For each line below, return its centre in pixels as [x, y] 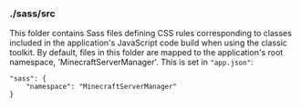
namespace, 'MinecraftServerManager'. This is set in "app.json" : [131, 63]
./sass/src [33, 14]
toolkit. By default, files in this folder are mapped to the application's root [146, 53]
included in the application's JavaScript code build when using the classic [148, 43]
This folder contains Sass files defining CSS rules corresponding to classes [150, 34]
